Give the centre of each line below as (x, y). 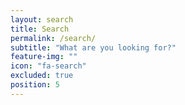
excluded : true (42, 76)
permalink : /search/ (53, 38)
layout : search (42, 19)
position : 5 (35, 85)
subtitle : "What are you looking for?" (93, 47)
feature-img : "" (44, 57)
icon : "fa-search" (48, 66)
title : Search (40, 29)
